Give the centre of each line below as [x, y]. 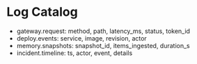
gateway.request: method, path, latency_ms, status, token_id [103, 31]
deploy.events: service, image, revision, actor [81, 38]
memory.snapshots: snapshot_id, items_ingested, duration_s [103, 45]
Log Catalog [42, 12]
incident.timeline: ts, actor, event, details [74, 53]
